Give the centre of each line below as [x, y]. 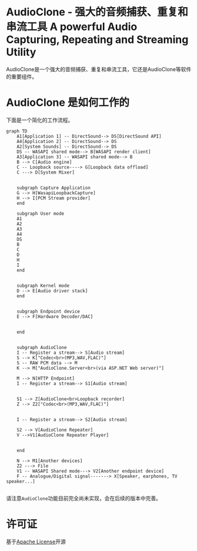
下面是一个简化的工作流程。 [40, 120]
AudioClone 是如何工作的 [68, 103]
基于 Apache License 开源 [36, 542]
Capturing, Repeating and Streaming [97, 40]
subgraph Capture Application [54, 188]
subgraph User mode [41, 213]
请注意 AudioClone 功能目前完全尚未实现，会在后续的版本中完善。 [84, 498]
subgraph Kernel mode [43, 286]
